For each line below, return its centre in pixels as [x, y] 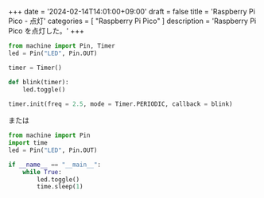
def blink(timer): [39, 82]
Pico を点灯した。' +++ [47, 31]
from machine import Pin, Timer [62, 46]
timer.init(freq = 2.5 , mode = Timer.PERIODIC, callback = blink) [120, 104]
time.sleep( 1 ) [60, 187]
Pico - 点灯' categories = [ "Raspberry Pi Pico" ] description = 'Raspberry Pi [132, 21]
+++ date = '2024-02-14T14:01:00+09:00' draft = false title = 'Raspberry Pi [132, 12]
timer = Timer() [35, 68]
